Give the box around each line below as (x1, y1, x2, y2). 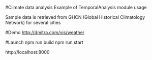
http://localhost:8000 (5, 49, 50, 55)
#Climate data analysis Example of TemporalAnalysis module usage (5, 5, 147, 10)
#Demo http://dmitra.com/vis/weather (5, 29, 85, 35)
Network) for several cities (5, 20, 61, 25)
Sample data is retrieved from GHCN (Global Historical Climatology (5, 14, 145, 20)
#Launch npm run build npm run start (5, 39, 84, 45)
